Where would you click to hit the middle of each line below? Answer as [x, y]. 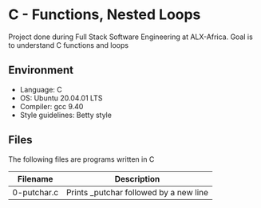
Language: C [41, 89]
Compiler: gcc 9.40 [51, 106]
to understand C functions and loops [69, 45]
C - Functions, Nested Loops [105, 15]
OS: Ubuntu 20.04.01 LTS [61, 98]
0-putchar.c [36, 192]
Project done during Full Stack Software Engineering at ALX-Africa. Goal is [130, 37]
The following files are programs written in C [81, 159]
